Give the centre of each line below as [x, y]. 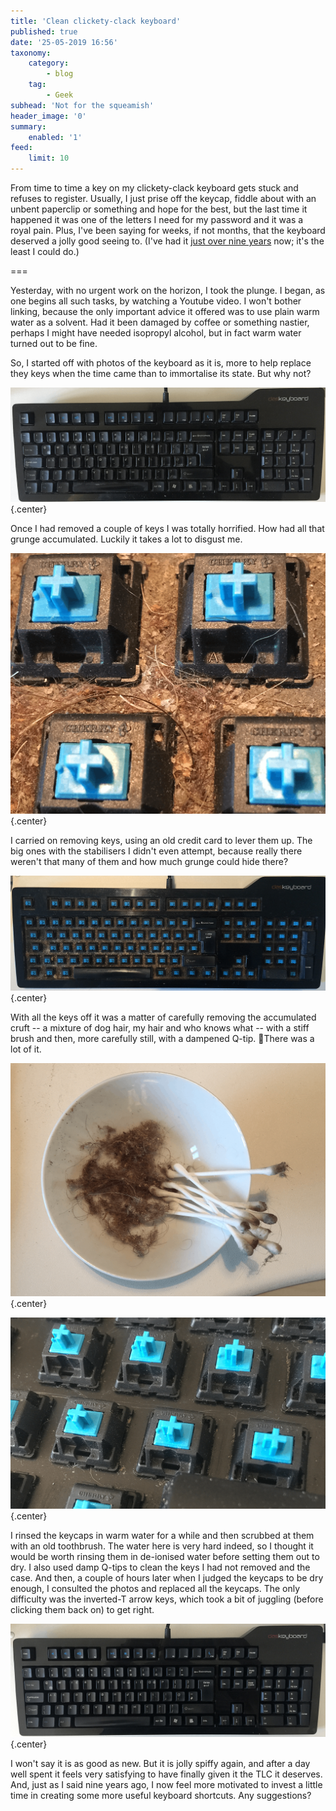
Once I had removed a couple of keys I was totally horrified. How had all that [167, 529]
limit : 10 [49, 158]
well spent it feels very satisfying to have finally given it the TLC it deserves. [166, 1774]
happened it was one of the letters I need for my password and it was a [157, 219]
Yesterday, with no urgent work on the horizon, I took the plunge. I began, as [168, 290]
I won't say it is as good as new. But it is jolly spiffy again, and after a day [160, 1764]
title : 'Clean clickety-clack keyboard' [96, 21]
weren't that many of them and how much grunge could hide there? [149, 861]
